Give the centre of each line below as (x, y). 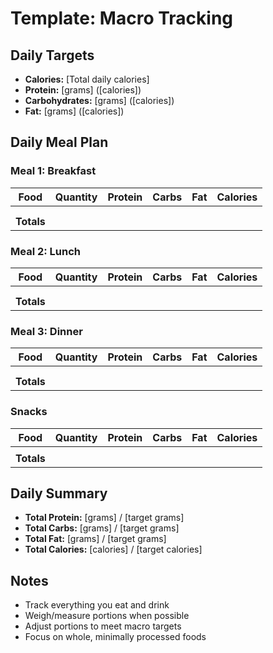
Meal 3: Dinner (46, 331)
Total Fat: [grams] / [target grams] (95, 539)
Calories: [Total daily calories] (87, 79)
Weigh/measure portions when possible (107, 616)
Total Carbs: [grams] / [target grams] (102, 528)
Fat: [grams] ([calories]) (74, 111)
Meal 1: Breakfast (53, 171)
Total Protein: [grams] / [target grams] (104, 518)
